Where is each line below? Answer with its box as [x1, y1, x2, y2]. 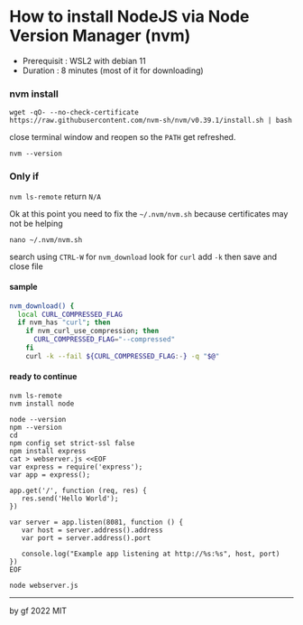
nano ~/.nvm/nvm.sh [9, 235, 83, 245]
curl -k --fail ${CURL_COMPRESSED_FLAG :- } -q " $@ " [25, 351, 220, 360]
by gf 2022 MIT [9, 605, 68, 616]
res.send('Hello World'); [21, 494, 119, 503]
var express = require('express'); [9, 462, 143, 471]
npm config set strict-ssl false [9, 439, 135, 448]
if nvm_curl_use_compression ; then [25, 327, 160, 336]
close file [9, 260, 43, 272]
